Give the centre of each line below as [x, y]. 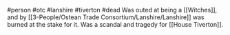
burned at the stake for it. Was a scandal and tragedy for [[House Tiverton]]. [115, 24]
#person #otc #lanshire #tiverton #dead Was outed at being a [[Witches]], [112, 10]
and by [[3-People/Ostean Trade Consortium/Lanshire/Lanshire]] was [106, 17]
